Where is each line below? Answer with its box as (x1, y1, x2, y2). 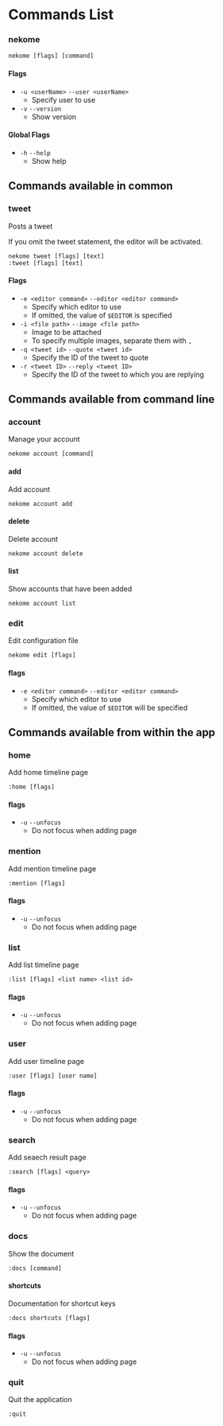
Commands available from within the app (8, 726, 216, 739)
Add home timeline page (8, 768, 89, 777)
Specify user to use (31, 95, 96, 104)
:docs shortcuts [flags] (8, 1314, 90, 1322)
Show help (31, 156, 67, 166)
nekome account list (8, 599, 77, 608)
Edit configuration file (8, 636, 79, 645)
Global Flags (8, 130, 50, 140)
